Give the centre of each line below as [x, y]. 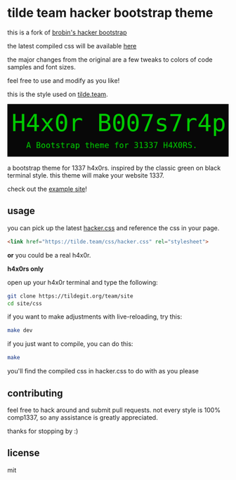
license [24, 453]
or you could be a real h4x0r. [49, 255]
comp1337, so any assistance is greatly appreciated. [83, 417]
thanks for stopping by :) [43, 431]
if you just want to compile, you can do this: [70, 344]
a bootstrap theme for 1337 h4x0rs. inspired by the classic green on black [114, 168]
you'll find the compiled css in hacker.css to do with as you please [103, 371]
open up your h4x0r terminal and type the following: [83, 282]
